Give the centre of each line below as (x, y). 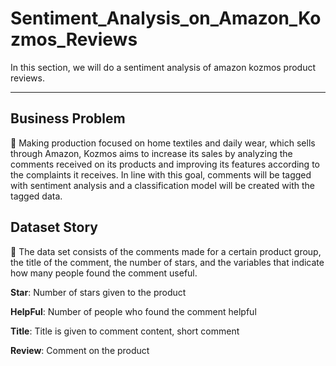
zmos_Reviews (74, 39)
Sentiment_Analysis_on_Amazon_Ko (166, 18)
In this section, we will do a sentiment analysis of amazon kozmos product (163, 67)
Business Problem (68, 118)
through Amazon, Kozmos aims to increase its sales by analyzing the (151, 153)
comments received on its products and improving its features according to (165, 164)
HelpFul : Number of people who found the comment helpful (133, 311)
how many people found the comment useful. (104, 273)
